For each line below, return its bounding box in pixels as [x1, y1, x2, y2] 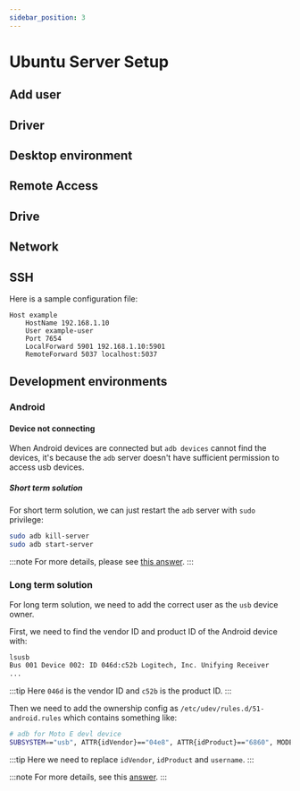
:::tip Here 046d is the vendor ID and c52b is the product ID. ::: [9, 685, 232, 696]
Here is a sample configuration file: [9, 293, 138, 304]
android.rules [9, 714, 62, 723]
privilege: [9, 515, 44, 525]
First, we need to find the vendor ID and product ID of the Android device [9, 625, 279, 636]
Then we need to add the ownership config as [9, 703, 179, 714]
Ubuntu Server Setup [9, 51, 170, 72]
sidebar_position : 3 [9, 13, 87, 22]
